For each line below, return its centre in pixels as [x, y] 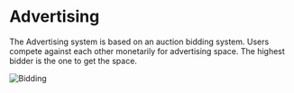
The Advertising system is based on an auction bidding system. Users [139, 42]
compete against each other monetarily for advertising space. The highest [147, 51]
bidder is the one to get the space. [73, 60]
